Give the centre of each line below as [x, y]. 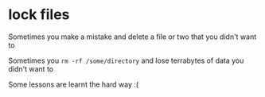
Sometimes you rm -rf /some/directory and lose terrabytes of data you [126, 60]
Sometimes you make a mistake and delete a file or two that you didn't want [132, 37]
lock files [39, 15]
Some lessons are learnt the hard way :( [74, 84]
